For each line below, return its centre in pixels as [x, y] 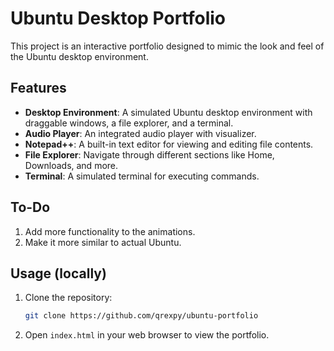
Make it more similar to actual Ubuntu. [103, 242]
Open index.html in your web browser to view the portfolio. [147, 335]
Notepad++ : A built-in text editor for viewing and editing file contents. [169, 144]
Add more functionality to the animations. [110, 231]
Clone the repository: [68, 298]
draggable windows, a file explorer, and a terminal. [129, 123]
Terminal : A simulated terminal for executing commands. [142, 176]
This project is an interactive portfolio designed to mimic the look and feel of [167, 46]
